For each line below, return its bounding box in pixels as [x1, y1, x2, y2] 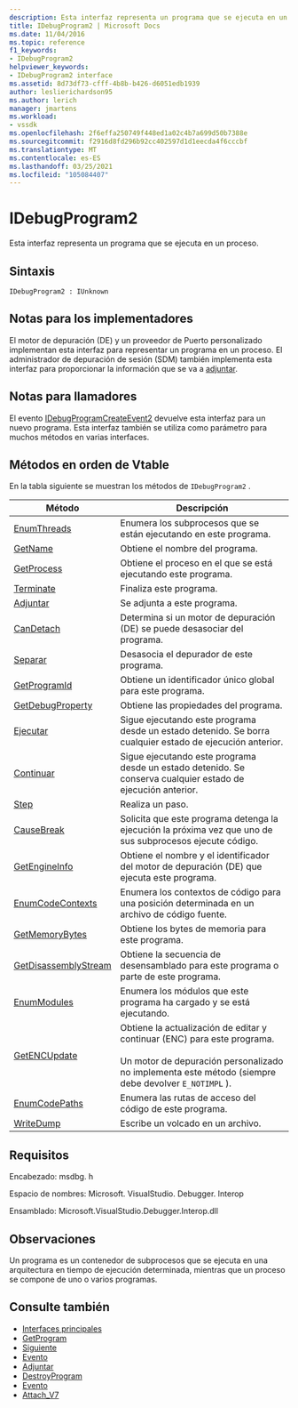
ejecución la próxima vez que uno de [120, 824, 273, 836]
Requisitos [9, 1147, 69, 1163]
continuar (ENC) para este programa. [120, 1033, 275, 1045]
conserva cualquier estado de [120, 773, 245, 785]
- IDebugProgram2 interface [9, 71, 114, 80]
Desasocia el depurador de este [120, 648, 253, 661]
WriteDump [13, 1117, 61, 1130]
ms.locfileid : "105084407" [9, 170, 109, 179]
